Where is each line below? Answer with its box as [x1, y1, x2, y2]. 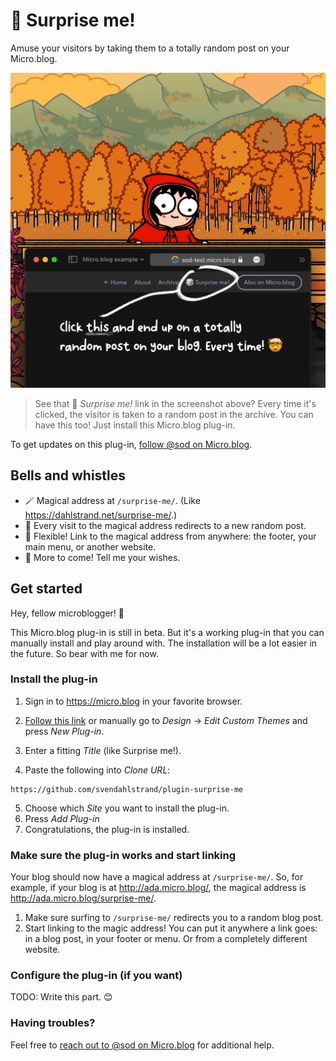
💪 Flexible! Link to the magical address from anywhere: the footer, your [24, 530, 317, 542]
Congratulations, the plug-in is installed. [24, 823, 190, 835]
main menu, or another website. [24, 540, 157, 553]
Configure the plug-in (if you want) [10, 969, 183, 983]
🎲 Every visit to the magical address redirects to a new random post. [24, 519, 307, 531]
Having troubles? [10, 1016, 96, 1030]
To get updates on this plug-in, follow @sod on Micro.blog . [10, 438, 253, 450]
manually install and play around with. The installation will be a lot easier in [10, 637, 318, 649]
